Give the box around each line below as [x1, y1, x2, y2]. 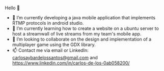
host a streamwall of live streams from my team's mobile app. [12, 31, 142, 37]
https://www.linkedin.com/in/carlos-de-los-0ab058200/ [12, 60, 130, 66]
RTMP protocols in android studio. [12, 20, 84, 26]
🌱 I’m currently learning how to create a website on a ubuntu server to [12, 25, 159, 31]
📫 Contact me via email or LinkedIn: [12, 47, 89, 53]
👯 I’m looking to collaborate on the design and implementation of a [12, 36, 152, 42]
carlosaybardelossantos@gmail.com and [12, 55, 98, 60]
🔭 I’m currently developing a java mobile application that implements [12, 15, 156, 20]
